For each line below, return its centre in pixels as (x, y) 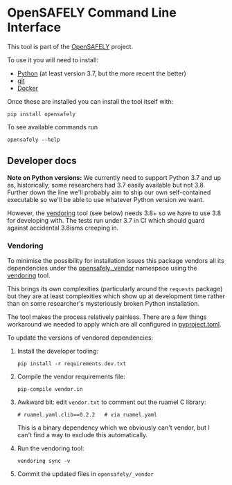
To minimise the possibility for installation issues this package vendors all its (116, 261)
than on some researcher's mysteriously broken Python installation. (103, 304)
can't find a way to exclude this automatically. (82, 435)
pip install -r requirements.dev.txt (72, 364)
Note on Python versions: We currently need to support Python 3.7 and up (114, 177)
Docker (28, 88)
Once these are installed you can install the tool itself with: (90, 101)
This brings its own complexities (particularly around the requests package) (115, 289)
